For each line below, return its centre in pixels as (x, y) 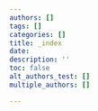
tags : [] (26, 26)
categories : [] (38, 34)
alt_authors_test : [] (50, 77)
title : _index (36, 43)
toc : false (30, 69)
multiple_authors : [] (50, 85)
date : (19, 51)
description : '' (40, 60)
